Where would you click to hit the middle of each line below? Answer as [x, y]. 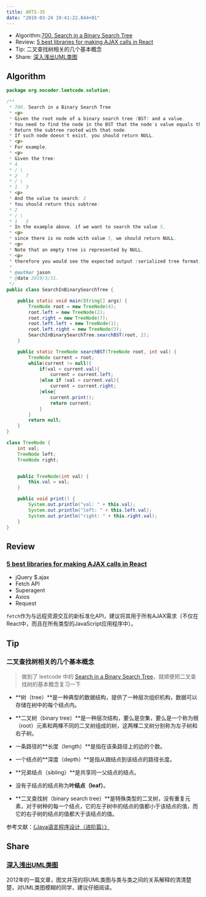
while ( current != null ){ [60, 363]
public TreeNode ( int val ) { [53, 476]
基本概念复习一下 [59, 684]
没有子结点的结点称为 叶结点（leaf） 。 [62, 785]
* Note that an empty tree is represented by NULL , [76, 250]
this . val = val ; [49, 482]
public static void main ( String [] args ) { [72, 301]
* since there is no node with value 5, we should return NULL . [93, 239]
